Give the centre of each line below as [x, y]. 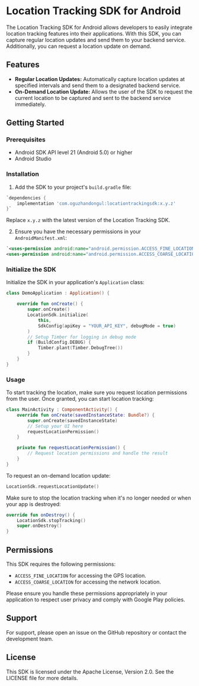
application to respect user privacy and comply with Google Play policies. [96, 600]
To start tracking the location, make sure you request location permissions [97, 392]
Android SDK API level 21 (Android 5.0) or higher [73, 153]
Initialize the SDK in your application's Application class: [75, 282]
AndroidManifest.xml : [41, 238]
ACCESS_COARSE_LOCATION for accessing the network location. [88, 582]
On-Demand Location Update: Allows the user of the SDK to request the [103, 91]
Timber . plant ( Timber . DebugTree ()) [80, 348]
